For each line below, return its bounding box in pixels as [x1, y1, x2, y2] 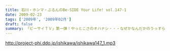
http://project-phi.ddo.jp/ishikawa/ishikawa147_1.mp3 [5, 40, 116, 46]
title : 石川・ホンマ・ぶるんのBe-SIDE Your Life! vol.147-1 [5, 7, 127, 13]
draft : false [5, 21, 33, 27]
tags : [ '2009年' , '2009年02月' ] [5, 17, 72, 22]
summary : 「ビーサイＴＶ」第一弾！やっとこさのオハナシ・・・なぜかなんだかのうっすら [5, 26, 166, 31]
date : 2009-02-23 [5, 12, 42, 17]
